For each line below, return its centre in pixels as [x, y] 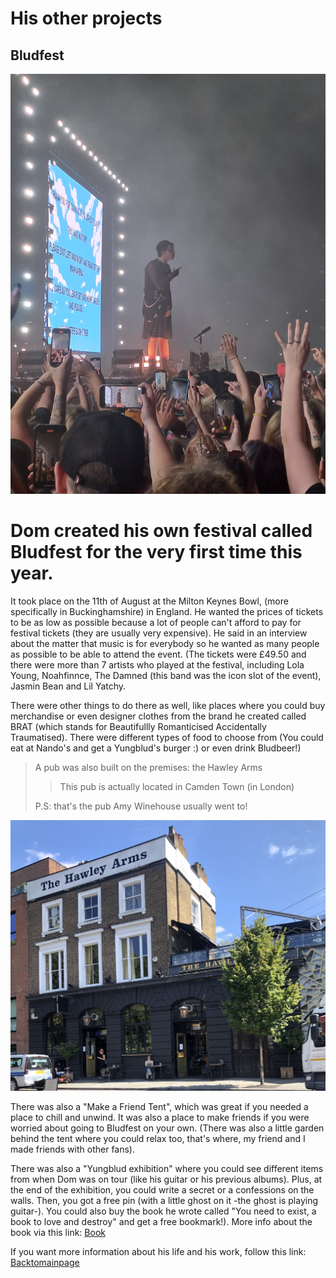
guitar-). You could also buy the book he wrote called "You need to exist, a [163, 1211]
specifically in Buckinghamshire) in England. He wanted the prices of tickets [167, 611]
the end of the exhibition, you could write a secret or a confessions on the [162, 1189]
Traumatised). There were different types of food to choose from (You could [167, 737]
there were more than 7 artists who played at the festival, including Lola [157, 664]
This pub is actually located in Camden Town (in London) [177, 786]
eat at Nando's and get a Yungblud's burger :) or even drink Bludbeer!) [156, 748]
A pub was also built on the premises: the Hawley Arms [148, 767]
